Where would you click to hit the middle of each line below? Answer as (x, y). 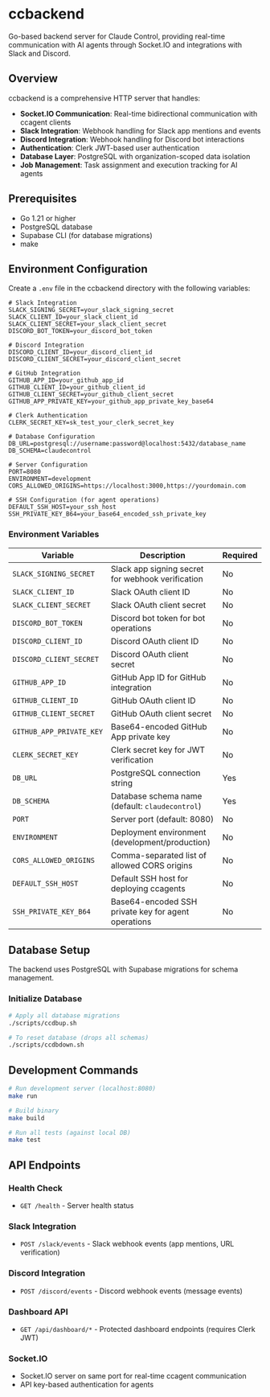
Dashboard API (38, 1312)
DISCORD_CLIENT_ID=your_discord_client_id (80, 352)
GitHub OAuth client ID (153, 701)
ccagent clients (45, 122)
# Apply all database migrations (64, 1015)
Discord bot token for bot (158, 618)
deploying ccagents (149, 888)
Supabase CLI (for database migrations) (86, 235)
